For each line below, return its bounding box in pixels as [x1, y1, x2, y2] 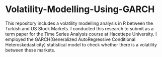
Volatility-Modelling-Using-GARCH [5, 4, 155, 15]
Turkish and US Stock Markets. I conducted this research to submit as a [5, 25, 154, 31]
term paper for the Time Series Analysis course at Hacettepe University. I [5, 31, 157, 37]
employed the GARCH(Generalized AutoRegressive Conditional [5, 36, 136, 42]
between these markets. [5, 47, 55, 53]
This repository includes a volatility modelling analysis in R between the [5, 20, 153, 26]
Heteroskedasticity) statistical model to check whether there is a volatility [5, 41, 157, 47]
